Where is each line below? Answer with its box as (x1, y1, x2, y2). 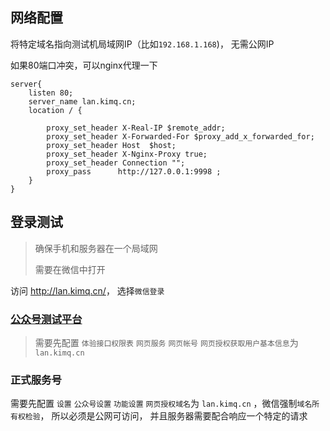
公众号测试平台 (10, 312, 83, 326)
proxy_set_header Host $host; (46, 140, 177, 150)
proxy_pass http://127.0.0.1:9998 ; (46, 166, 222, 177)
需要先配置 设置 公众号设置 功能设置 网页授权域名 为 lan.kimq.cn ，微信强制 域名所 (10, 398, 320, 410)
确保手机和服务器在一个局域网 (34, 242, 158, 254)
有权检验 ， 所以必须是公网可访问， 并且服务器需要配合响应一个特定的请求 (10, 410, 308, 422)
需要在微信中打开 (34, 263, 106, 275)
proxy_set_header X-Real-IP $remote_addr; (46, 123, 226, 133)
